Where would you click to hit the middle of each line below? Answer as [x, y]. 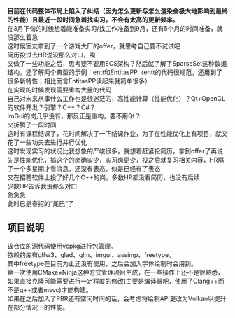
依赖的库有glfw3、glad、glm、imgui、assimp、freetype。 [91, 254]
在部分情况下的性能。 [38, 307]
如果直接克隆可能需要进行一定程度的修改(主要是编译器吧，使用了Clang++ [113, 281]
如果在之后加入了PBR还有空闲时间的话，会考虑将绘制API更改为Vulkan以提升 [117, 298]
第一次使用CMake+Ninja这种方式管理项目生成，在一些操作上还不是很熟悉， [115, 272]
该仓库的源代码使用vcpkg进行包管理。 [62, 246]
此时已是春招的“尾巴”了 [41, 203]
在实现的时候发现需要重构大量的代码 [59, 90]
